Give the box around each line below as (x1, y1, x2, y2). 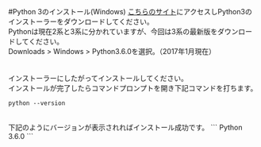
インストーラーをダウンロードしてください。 (8, 17, 154, 26)
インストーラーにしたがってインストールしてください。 (8, 74, 188, 83)
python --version (8, 99, 66, 107)
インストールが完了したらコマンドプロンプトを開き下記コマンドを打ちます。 (8, 83, 258, 93)
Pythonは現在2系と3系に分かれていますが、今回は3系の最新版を (8, 27, 218, 36)
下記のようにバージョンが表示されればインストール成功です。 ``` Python (8, 122, 244, 132)
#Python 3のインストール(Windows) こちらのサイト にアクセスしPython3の (8, 7, 252, 16)
